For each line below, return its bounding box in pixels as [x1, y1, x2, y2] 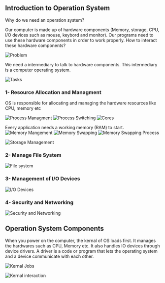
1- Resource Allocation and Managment [5, 89, 102, 95]
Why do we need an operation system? [5, 17, 85, 23]
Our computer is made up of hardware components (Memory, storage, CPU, [5, 27, 160, 33]
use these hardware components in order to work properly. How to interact [5, 37, 157, 43]
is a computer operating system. [5, 67, 71, 73]
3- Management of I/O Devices [5, 175, 80, 182]
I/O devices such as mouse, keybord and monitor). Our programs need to [5, 32, 154, 38]
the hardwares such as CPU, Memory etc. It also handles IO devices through [5, 242, 160, 249]
